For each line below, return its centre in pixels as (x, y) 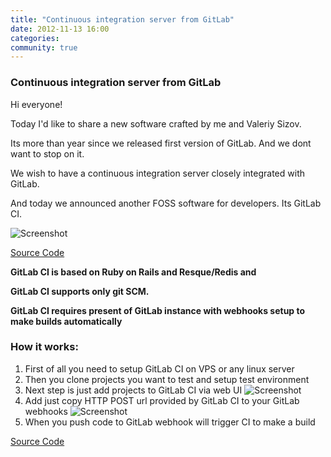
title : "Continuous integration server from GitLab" (122, 19)
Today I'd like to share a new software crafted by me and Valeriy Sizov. (156, 123)
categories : (35, 38)
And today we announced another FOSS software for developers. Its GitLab (166, 203)
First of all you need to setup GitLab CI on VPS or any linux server (159, 368)
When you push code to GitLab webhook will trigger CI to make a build (170, 422)
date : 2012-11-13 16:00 (60, 29)
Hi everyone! (36, 104)
